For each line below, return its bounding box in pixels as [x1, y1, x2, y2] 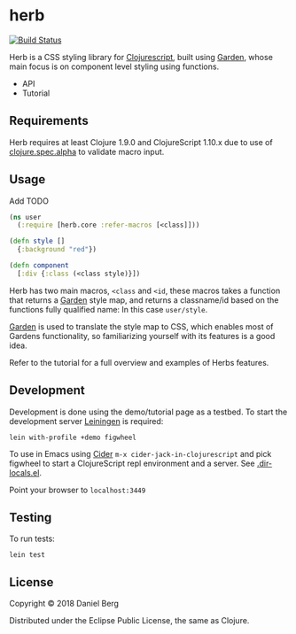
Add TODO [9, 196, 49, 206]
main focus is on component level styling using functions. [9, 61, 220, 72]
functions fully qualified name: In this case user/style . [9, 304, 208, 314]
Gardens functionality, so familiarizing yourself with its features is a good [9, 330, 276, 341]
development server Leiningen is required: [9, 415, 164, 426]
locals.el [9, 467, 40, 478]
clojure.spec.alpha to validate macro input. [9, 146, 165, 157]
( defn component [9, 261, 69, 270]
